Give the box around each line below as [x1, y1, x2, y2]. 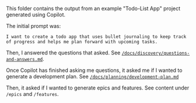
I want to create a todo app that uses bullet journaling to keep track [6, 34, 187, 40]
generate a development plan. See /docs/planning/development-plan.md [6, 73, 179, 80]
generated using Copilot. [6, 11, 66, 18]
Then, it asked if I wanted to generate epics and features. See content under [6, 84, 190, 91]
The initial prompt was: [6, 23, 61, 29]
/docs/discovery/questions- [121, 50, 190, 56]
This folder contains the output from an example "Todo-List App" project [6, 5, 181, 12]
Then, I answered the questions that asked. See [6, 49, 121, 56]
